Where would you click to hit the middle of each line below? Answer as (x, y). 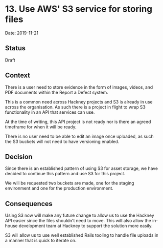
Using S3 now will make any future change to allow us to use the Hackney (80, 215)
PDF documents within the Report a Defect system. (57, 92)
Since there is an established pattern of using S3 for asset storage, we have (81, 168)
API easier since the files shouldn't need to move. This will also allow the (78, 221)
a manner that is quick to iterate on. (41, 241)
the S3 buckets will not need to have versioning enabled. (62, 141)
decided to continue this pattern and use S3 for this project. (65, 174)
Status (15, 48)
